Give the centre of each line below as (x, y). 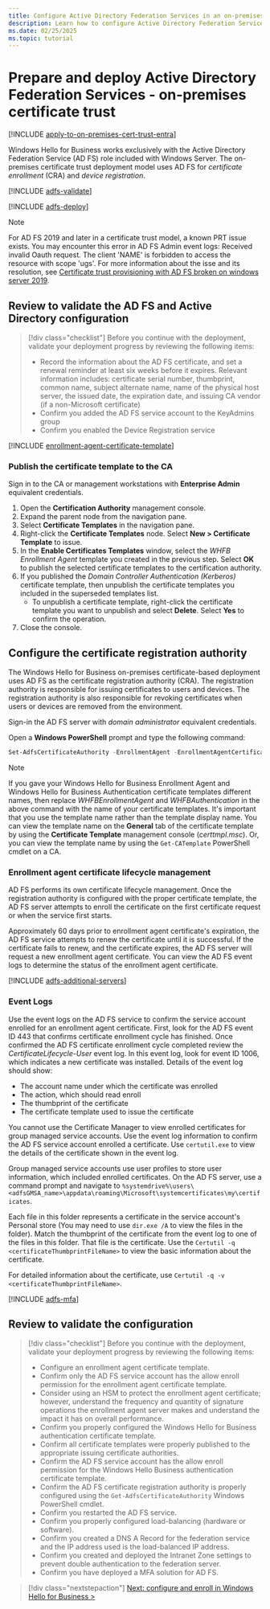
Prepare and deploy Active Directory (133, 78)
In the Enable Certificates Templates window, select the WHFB (125, 551)
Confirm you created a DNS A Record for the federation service (145, 1538)
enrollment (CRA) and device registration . (77, 176)
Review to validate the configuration (101, 1324)
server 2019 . (29, 280)
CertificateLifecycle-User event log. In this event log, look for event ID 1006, (134, 1053)
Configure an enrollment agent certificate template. (125, 1368)
